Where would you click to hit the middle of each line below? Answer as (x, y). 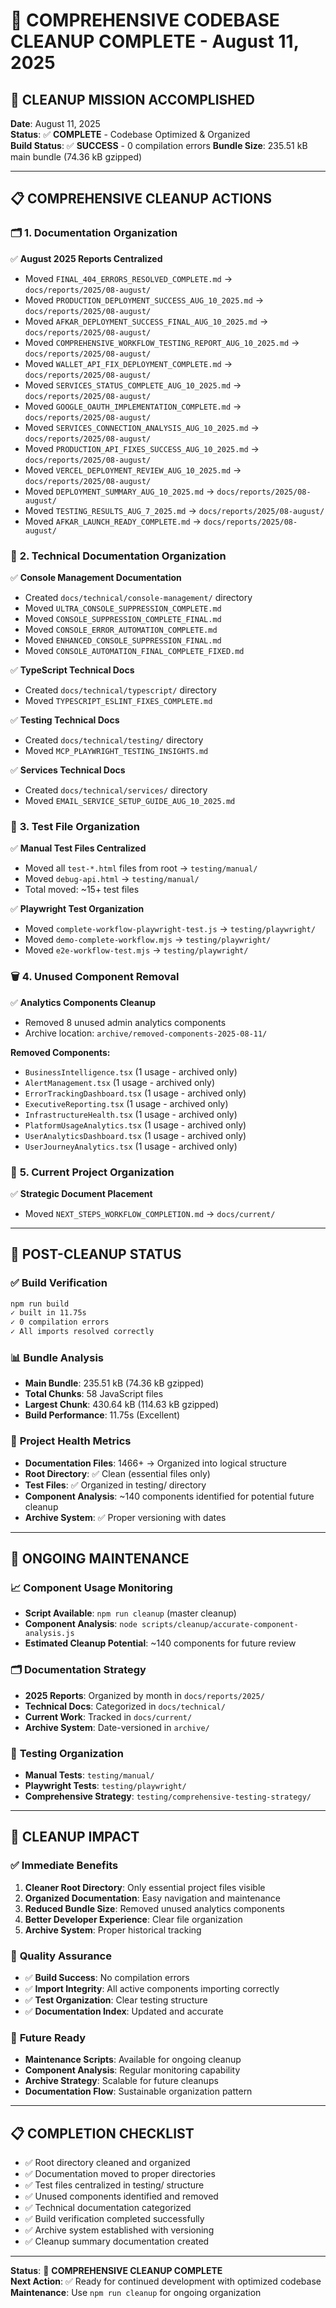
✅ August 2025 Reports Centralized (86, 258)
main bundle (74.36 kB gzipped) (76, 157)
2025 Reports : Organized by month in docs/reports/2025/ (144, 1695)
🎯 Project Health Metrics (71, 1441)
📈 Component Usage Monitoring (91, 1587)
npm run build (40, 1304)
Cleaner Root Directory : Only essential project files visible (145, 1887)
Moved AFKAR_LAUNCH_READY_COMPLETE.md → (113, 521)
